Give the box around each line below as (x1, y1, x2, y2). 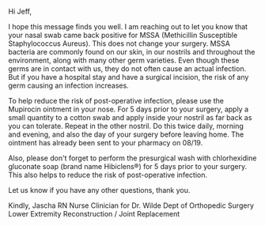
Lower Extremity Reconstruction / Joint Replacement (8, 209, 180, 218)
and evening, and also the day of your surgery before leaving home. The (8, 130, 244, 139)
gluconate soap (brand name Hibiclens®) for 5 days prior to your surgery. (8, 162, 248, 171)
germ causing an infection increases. (8, 81, 129, 90)
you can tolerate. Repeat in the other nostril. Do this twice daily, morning (8, 122, 244, 130)
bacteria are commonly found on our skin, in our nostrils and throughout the (8, 47, 256, 56)
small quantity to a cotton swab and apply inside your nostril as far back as (8, 113, 252, 122)
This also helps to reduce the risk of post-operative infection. (8, 170, 208, 179)
